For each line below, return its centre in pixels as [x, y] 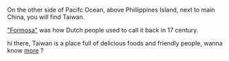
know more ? [25, 50]
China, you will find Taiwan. [46, 17]
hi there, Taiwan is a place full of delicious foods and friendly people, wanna [115, 43]
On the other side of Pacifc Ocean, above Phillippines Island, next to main [111, 10]
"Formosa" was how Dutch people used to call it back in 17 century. [103, 30]
